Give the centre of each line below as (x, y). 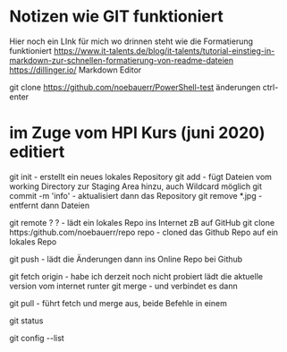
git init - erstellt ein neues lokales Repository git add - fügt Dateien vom (141, 176)
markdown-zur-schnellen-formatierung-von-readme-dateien (122, 60)
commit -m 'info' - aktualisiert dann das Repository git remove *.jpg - (136, 195)
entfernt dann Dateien (50, 205)
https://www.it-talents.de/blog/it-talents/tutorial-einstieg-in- (164, 50)
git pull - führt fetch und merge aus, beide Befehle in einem (118, 303)
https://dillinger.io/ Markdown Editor (76, 70)
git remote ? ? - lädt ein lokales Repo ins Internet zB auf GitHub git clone (142, 222)
